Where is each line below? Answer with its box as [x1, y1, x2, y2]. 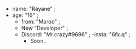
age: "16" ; [12, 11, 38, 19]
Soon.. [30, 38, 47, 44]
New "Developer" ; [21, 24, 69, 31]
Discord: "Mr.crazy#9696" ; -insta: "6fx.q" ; [21, 31, 131, 38]
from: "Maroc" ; [21, 18, 61, 25]
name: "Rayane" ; [12, 5, 56, 12]
